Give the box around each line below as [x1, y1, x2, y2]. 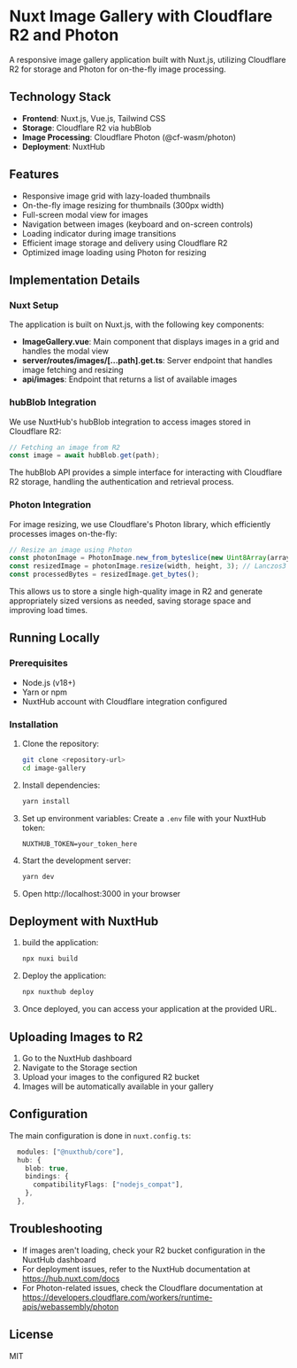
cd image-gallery [21, 764, 87, 773]
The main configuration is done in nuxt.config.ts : [9, 1130, 192, 1140]
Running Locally [9, 631, 100, 646]
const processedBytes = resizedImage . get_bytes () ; [9, 570, 200, 579]
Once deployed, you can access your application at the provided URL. [21, 1004, 277, 1014]
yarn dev [21, 872, 55, 881]
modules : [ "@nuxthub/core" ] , [17, 1147, 125, 1156]
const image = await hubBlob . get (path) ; [9, 451, 161, 460]
